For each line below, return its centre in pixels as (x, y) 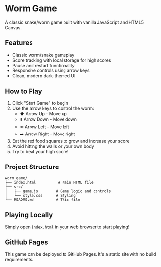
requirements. (19, 259)
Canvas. (14, 27)
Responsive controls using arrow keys (51, 70)
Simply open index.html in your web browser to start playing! (67, 227)
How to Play (24, 91)
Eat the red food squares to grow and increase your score (71, 141)
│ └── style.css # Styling (41, 196)
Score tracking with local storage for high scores (62, 60)
